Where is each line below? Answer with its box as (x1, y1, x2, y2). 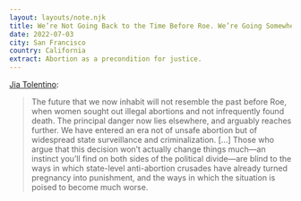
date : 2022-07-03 (9, 29, 74, 38)
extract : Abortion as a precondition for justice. (9, 54, 202, 63)
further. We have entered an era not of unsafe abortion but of (30, 125, 258, 135)
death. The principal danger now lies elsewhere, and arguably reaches (30, 115, 292, 126)
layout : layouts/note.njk (9, 13, 106, 22)
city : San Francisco (9, 38, 87, 47)
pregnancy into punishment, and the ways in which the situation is (30, 172, 276, 183)
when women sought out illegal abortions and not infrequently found (30, 106, 285, 116)
